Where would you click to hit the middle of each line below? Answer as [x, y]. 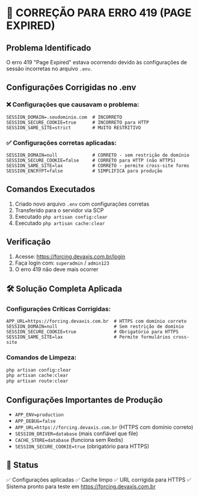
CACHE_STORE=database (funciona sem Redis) [69, 440]
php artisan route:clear [37, 381]
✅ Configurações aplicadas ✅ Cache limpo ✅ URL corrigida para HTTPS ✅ [99, 479]
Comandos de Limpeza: [41, 358]
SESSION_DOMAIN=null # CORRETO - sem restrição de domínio [98, 155]
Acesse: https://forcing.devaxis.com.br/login [70, 256]
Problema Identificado [49, 48]
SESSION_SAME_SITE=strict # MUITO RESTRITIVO [74, 127]
